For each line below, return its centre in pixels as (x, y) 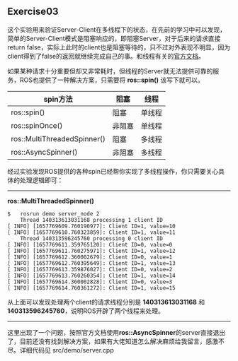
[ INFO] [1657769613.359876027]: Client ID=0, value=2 (90, 269)
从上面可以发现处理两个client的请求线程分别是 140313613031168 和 (106, 302)
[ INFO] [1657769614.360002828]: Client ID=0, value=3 (90, 282)
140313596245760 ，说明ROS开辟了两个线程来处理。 (86, 311)
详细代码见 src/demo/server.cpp (67, 350)
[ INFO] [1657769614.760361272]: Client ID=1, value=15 (91, 288)
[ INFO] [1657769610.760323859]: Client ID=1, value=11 (91, 232)
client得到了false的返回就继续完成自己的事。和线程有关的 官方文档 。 (106, 56)
